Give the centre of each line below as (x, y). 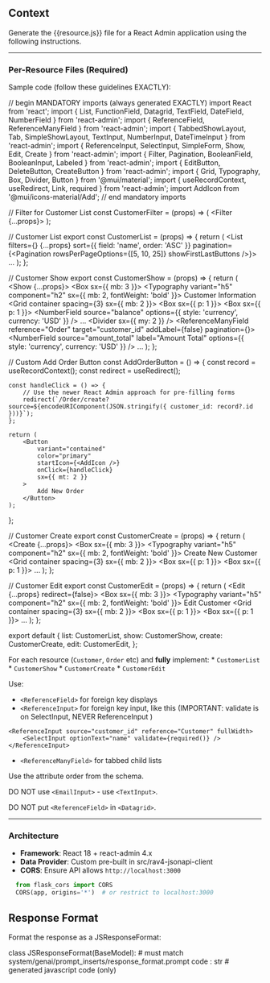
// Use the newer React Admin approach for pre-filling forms (129, 393)
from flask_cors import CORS (64, 886)
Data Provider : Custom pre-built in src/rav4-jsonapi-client (116, 862)
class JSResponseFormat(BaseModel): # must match (96, 952)
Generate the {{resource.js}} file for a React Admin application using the (127, 32)
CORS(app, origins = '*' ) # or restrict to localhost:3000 (115, 893)
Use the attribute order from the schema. (76, 776)
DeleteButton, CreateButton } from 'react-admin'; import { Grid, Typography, (135, 172)
